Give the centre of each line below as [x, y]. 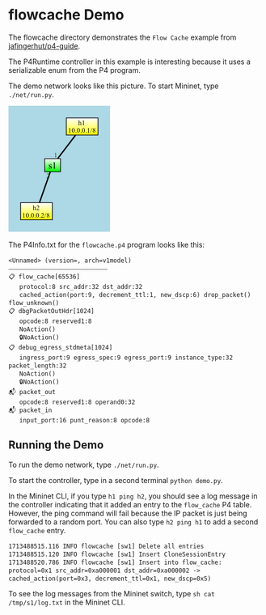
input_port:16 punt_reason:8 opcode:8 [84, 420]
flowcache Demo [66, 15]
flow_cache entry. [37, 530]
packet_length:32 [38, 366]
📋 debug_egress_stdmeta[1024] [61, 347]
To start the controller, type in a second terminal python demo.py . [116, 480]
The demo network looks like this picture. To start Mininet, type [114, 86]
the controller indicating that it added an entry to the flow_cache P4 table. [130, 504]
